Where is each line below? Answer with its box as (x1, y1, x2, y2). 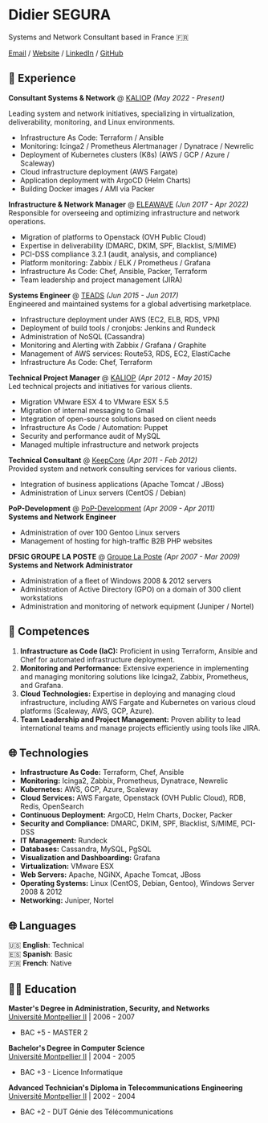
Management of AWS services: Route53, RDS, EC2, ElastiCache (19, 348, 231, 359)
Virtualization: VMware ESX (19, 862, 115, 871)
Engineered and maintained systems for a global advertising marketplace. (8, 299, 252, 309)
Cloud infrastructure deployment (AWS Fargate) (19, 166, 178, 176)
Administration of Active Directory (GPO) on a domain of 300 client (19, 584, 242, 594)
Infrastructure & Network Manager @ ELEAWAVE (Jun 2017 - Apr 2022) (8, 199, 249, 209)
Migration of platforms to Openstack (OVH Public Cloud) (19, 232, 206, 242)
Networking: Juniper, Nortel (19, 896, 114, 905)
